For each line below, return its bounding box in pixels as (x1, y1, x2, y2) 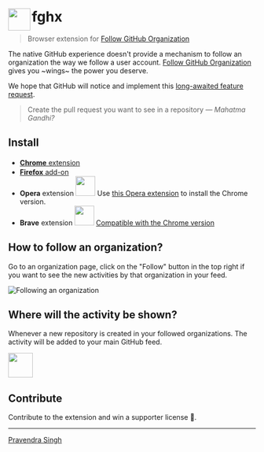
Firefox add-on (19, 167, 69, 176)
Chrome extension (19, 157, 80, 167)
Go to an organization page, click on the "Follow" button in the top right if (8, 261, 245, 271)
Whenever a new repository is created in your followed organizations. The (8, 329, 247, 339)
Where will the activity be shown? (8, 308, 178, 321)
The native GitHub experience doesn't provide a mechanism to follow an (8, 49, 242, 58)
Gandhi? (27, 113, 55, 122)
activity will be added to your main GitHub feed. (8, 337, 163, 346)
